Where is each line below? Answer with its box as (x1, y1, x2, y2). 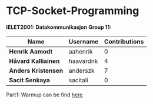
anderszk (68, 66, 95, 75)
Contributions (104, 37, 144, 45)
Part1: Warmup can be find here (6, 91, 83, 98)
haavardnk (68, 57, 98, 65)
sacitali (68, 76, 88, 84)
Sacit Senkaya (9, 76, 50, 84)
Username (68, 37, 99, 45)
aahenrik (68, 47, 93, 55)
